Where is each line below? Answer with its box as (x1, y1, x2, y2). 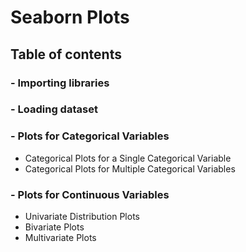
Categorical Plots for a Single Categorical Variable (24, 152, 232, 164)
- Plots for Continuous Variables (10, 187, 170, 201)
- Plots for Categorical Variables (10, 129, 170, 143)
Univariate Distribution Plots (24, 211, 140, 223)
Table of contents (10, 46, 122, 63)
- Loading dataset (10, 102, 98, 116)
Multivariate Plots (24, 232, 97, 244)
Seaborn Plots (10, 6, 130, 29)
